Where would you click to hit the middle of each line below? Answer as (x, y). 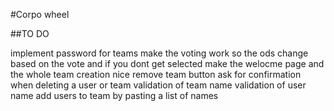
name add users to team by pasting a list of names (114, 95)
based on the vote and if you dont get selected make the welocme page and (167, 63)
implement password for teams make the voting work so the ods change (159, 53)
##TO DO (30, 33)
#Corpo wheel (40, 14)
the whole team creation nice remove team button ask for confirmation (156, 74)
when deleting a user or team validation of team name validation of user (158, 85)
